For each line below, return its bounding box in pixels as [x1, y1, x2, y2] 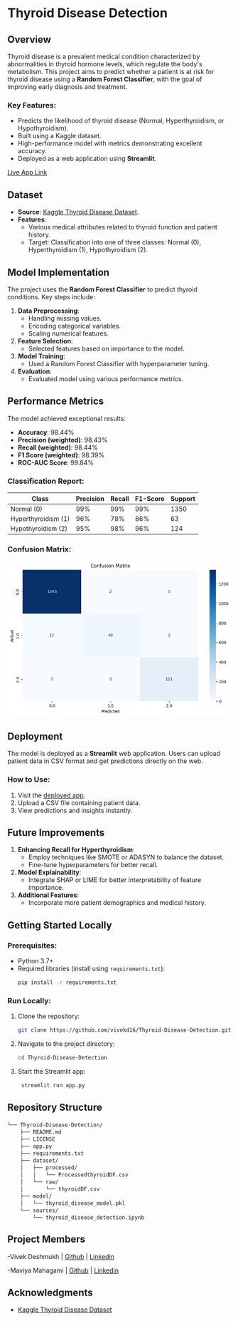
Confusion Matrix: [7, 544, 72, 554]
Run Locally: [7, 995, 51, 1005]
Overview [7, 33, 52, 46]
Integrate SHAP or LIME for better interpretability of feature [28, 876, 202, 884]
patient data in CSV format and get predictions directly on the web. [7, 757, 204, 765]
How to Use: [7, 775, 50, 784]
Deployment [7, 730, 63, 742]
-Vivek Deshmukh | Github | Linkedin [7, 1252, 115, 1260]
